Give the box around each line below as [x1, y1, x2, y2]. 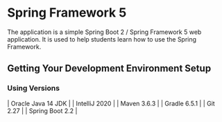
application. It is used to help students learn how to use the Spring [7, 35, 196, 43]
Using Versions [7, 83, 60, 93]
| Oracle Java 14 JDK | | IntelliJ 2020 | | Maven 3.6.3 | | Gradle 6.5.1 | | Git [7, 99, 215, 107]
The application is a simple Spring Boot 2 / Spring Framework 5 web [7, 28, 202, 36]
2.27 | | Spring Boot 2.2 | [7, 106, 78, 115]
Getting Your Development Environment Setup [7, 62, 212, 74]
